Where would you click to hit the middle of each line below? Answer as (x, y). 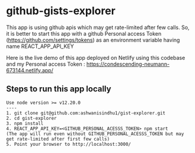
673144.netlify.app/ (30, 70)
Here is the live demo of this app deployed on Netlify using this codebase (96, 58)
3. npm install (25, 123)
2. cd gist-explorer (32, 118)
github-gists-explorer (61, 11)
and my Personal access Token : (46, 64)
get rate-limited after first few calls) (58, 139)
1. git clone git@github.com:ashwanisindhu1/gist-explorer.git (86, 113)
